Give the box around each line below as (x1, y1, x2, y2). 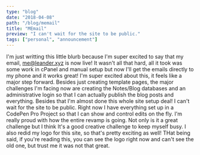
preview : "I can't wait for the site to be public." (6, 31, 141, 37)
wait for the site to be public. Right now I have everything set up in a (6, 104, 174, 111)
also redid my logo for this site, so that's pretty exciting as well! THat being (6, 129, 190, 136)
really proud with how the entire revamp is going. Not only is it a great (6, 117, 178, 123)
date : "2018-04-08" (6, 14, 55, 20)
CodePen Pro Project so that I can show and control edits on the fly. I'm (6, 110, 183, 117)
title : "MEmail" (6, 25, 47, 32)
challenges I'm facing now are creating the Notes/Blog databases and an (6, 85, 186, 92)
